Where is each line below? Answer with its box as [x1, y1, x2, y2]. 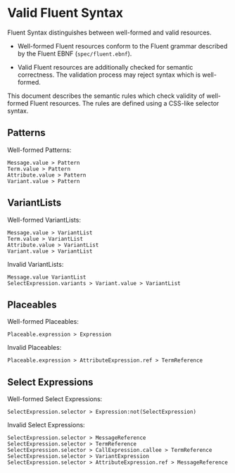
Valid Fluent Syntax [7, 5, 123, 21]
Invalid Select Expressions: [7, 421, 86, 429]
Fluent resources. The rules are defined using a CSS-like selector [30, 99, 220, 107]
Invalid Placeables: [7, 343, 62, 352]
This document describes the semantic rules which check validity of [7, 92, 205, 100]
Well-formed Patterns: [7, 146, 72, 154]
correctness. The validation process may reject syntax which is [17, 70, 201, 79]
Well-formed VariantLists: [7, 215, 81, 224]
